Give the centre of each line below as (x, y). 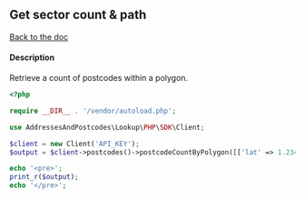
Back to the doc (39, 36)
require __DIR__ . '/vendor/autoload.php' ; (93, 111)
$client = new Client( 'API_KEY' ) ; (75, 144)
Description (32, 57)
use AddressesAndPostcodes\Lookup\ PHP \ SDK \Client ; (107, 127)
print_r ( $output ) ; (44, 177)
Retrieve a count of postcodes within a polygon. (99, 78)
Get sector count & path (78, 15)
